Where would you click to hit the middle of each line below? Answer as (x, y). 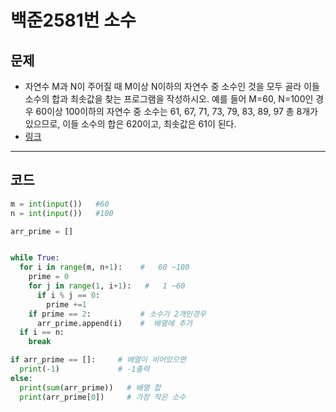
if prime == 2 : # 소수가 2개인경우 (117, 314)
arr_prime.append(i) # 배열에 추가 (114, 323)
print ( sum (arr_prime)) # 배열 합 (90, 387)
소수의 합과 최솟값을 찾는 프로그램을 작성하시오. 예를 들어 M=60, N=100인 (169, 99)
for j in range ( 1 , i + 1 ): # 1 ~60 (107, 286)
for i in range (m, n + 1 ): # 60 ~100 (104, 267)
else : (21, 378)
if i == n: (42, 332)
